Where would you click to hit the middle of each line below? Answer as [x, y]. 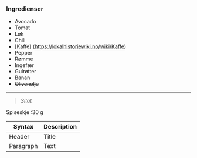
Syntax [23, 127]
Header [19, 137]
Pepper [23, 53]
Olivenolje [27, 84]
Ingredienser [25, 9]
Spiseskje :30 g [25, 112]
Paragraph [23, 146]
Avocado [25, 22]
